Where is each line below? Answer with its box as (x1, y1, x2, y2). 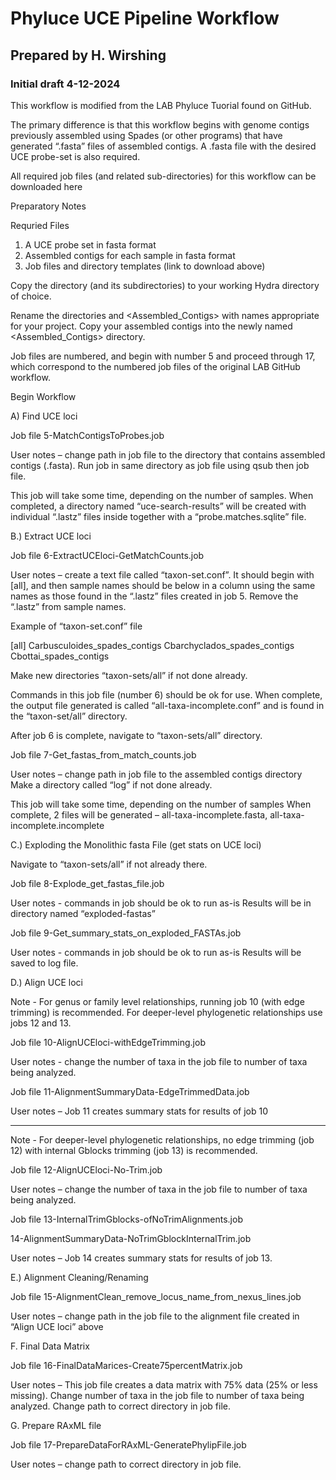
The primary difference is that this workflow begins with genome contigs (10, 118, 310, 131)
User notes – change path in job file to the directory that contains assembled (10, 448, 326, 461)
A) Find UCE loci (10, 410, 78, 422)
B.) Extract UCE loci (10, 530, 92, 542)
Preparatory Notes (10, 200, 87, 212)
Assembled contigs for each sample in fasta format (24, 249, 236, 261)
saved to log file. (10, 957, 79, 969)
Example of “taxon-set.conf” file (10, 620, 143, 632)
